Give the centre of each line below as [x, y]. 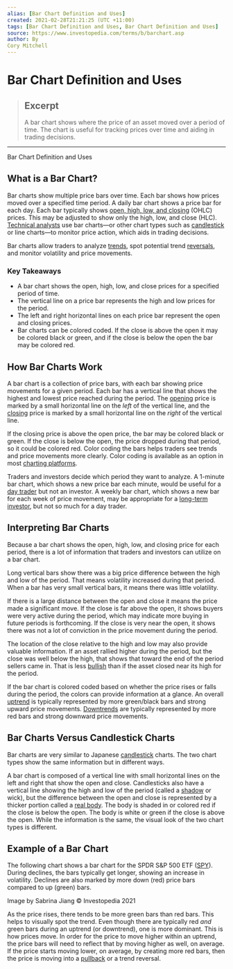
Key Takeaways [34, 271]
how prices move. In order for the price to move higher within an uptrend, [112, 936]
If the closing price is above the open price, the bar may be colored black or [115, 433]
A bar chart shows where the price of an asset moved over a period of [124, 122]
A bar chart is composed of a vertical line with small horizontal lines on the [114, 775]
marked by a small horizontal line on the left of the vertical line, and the [109, 405]
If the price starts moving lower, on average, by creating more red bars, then [116, 951]
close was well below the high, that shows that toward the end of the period [115, 658]
